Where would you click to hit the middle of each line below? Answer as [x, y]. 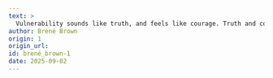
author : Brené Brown [43, 31]
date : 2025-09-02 [38, 62]
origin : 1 [25, 39]
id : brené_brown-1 [39, 54]
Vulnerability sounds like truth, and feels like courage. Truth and [136, 24]
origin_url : [28, 46]
